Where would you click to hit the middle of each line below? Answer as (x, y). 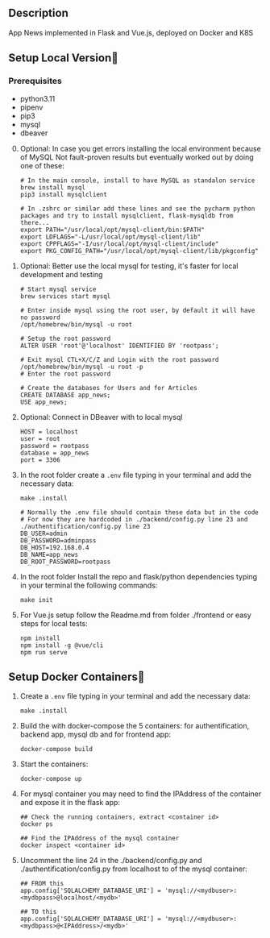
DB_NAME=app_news (49, 554)
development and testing (61, 274)
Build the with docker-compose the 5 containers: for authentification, (135, 726)
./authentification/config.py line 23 (85, 526)
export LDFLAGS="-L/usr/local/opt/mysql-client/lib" (110, 237)
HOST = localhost (49, 432)
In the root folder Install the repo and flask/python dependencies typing (139, 576)
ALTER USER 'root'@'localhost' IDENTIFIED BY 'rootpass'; (119, 346)
